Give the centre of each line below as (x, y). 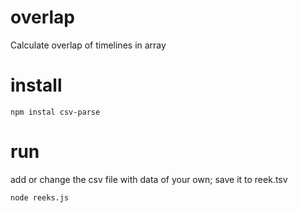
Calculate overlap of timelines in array (88, 45)
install (36, 85)
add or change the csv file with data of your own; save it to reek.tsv (149, 179)
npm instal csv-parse (55, 112)
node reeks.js (40, 197)
